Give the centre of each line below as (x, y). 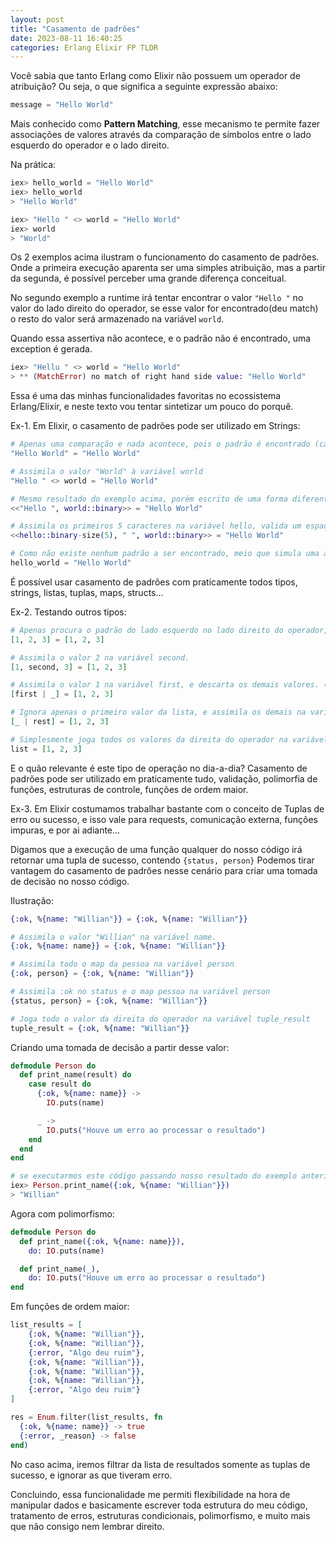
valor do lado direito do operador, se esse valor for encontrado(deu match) (164, 308)
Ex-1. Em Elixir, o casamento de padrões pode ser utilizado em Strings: (155, 426)
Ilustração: (32, 900)
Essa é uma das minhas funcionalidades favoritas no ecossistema (146, 396)
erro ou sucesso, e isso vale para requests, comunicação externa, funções (164, 819)
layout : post (37, 19)
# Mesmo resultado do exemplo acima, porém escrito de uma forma (149, 499)
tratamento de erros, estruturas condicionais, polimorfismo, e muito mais (160, 1515)
